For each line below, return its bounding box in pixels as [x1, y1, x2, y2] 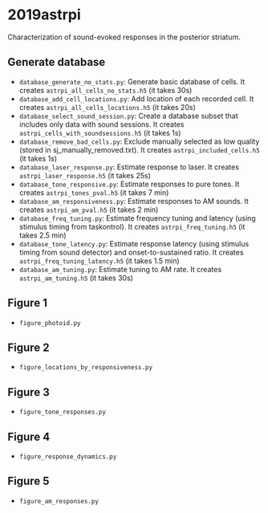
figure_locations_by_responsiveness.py [18, 364, 153, 372]
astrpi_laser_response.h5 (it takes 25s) [18, 170, 152, 180]
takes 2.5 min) [18, 230, 67, 240]
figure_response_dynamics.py [18, 453, 117, 461]
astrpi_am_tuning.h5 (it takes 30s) [18, 273, 134, 283]
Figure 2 [7, 340, 50, 354]
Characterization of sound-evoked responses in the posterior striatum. [7, 32, 242, 42]
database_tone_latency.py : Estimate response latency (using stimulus [18, 238, 250, 248]
